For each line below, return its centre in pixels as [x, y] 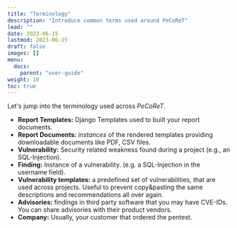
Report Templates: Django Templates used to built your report [109, 120]
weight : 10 [23, 79]
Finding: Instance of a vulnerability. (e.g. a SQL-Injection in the [109, 165]
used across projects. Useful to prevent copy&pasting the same [110, 187]
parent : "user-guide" [52, 73]
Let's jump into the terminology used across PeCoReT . [87, 106]
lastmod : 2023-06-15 [38, 40]
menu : [15, 60]
